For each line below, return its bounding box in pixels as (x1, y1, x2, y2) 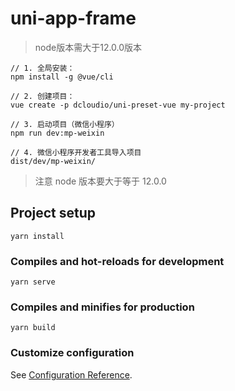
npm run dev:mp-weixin (10, 128, 105, 138)
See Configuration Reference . (10, 368, 133, 381)
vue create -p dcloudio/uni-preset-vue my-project (10, 100, 226, 110)
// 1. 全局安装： (10, 63, 75, 73)
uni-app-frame (10, 7, 137, 30)
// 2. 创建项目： (10, 91, 75, 101)
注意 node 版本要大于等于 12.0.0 (34, 175, 167, 187)
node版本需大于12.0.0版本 (34, 41, 143, 53)
